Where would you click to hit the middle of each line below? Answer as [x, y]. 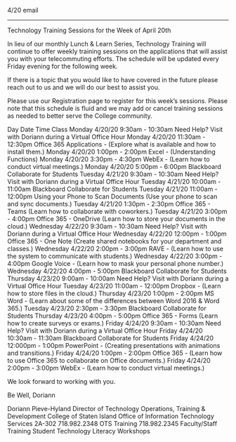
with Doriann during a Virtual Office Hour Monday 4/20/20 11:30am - [106, 137]
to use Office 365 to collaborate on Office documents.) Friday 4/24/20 [109, 360]
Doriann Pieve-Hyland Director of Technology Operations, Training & [106, 409]
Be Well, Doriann [31, 395]
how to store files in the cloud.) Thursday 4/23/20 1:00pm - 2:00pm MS [111, 293]
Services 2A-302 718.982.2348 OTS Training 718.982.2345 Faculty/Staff [112, 423]
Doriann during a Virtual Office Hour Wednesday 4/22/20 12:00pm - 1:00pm [117, 234]
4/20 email [23, 10]
